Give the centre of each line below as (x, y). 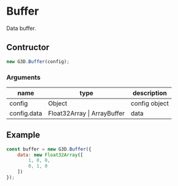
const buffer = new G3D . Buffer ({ (49, 149)
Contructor (28, 47)
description (150, 93)
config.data (26, 113)
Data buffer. (21, 28)
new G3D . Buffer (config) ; (38, 61)
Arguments (24, 77)
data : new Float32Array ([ (50, 155)
